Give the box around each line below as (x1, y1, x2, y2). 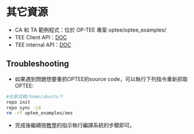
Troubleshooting (6, 59, 70, 69)
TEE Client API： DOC (14, 33, 67, 40)
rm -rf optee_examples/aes (6, 110, 73, 116)
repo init (6, 99, 31, 105)
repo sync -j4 (6, 105, 42, 111)
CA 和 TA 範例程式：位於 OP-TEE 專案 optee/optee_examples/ (14, 26, 167, 33)
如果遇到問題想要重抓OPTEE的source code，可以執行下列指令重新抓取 (14, 75, 188, 82)
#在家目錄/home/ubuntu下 (6, 94, 64, 99)
